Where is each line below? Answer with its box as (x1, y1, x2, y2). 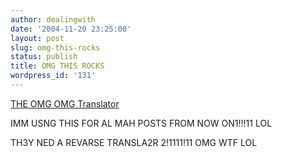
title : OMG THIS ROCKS (10, 61, 105, 71)
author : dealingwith (10, 14, 97, 25)
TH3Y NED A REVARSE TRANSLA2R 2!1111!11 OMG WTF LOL (10, 136, 258, 148)
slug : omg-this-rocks (10, 42, 101, 53)
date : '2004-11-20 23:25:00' (10, 24, 132, 34)
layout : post (10, 33, 65, 43)
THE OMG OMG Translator (10, 97, 120, 110)
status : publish (10, 52, 78, 62)
